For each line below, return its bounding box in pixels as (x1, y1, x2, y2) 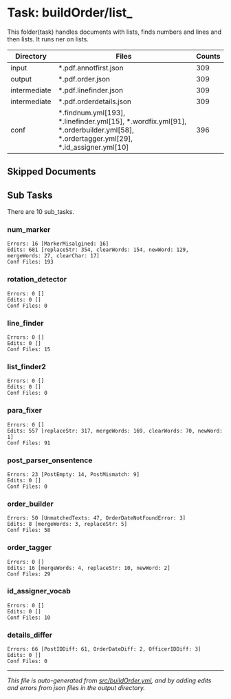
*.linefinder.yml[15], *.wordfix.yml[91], (58, 116, 187, 126)
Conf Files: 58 (7, 526, 51, 534)
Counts (195, 51, 221, 61)
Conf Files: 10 (7, 614, 51, 621)
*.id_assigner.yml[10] (58, 142, 129, 152)
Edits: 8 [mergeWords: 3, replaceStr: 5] (7, 521, 128, 528)
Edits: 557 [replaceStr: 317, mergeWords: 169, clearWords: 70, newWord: (7, 427, 223, 434)
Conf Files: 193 (7, 259, 54, 266)
